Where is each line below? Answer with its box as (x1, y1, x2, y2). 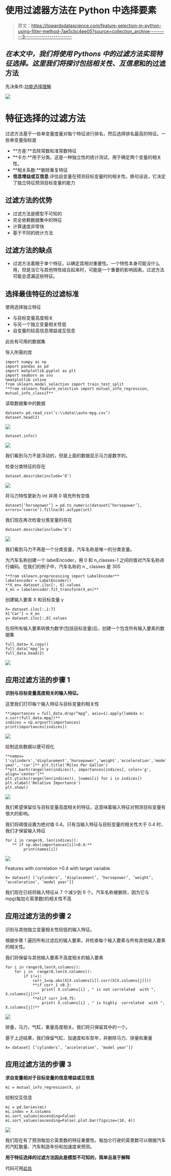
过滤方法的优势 (5, 196, 52, 204)
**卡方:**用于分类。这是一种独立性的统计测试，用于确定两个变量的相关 (12, 154, 161, 160)
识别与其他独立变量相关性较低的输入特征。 (5, 926, 95, 932)
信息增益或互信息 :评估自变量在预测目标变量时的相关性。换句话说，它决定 (12, 173, 166, 179)
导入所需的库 (5, 349, 32, 355)
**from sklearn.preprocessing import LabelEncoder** (5, 574, 120, 579)
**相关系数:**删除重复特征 (12, 167, 68, 173)
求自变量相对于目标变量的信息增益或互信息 (5, 1075, 95, 1081)
